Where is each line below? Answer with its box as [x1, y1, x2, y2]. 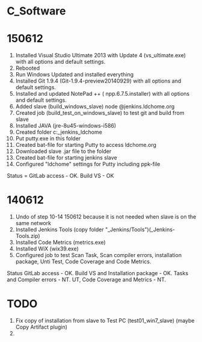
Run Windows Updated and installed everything [15, 71, 134, 78]
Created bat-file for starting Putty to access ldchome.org [15, 141, 157, 149]
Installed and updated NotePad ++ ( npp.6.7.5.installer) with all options [15, 90, 190, 98]
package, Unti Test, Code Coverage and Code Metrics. [15, 258, 152, 266]
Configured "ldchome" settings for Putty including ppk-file [15, 161, 161, 168]
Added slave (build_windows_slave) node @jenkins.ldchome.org [15, 103, 175, 110]
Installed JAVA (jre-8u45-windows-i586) [15, 122, 117, 129]
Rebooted [15, 64, 40, 72]
